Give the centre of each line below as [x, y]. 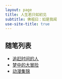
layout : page [19, 10]
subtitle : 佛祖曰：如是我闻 [31, 19]
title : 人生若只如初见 [26, 15]
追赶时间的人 [25, 59]
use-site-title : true [28, 24]
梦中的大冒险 [25, 65]
